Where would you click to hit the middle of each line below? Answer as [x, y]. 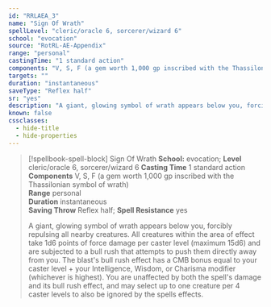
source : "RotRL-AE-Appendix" [57, 46]
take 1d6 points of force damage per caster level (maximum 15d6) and [144, 243]
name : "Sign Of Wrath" [46, 23]
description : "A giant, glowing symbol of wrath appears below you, [126, 106]
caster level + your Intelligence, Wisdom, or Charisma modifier [132, 268]
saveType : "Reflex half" [50, 91]
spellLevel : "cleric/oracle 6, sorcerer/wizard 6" [95, 31]
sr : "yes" [25, 98]
